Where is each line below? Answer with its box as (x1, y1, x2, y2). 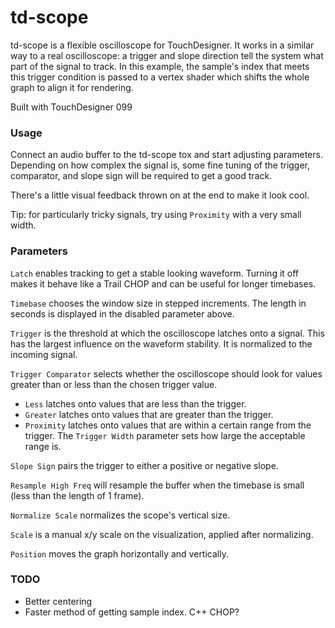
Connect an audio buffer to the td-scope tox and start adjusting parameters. (10, 149, 323, 161)
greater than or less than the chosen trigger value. (10, 378, 218, 390)
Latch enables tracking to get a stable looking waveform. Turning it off (10, 267, 300, 279)
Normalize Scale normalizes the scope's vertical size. (10, 509, 231, 521)
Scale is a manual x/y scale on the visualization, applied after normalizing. (10, 528, 314, 540)
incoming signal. (10, 348, 78, 360)
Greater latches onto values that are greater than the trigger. (24, 408, 274, 420)
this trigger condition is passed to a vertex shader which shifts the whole (10, 71, 310, 83)
